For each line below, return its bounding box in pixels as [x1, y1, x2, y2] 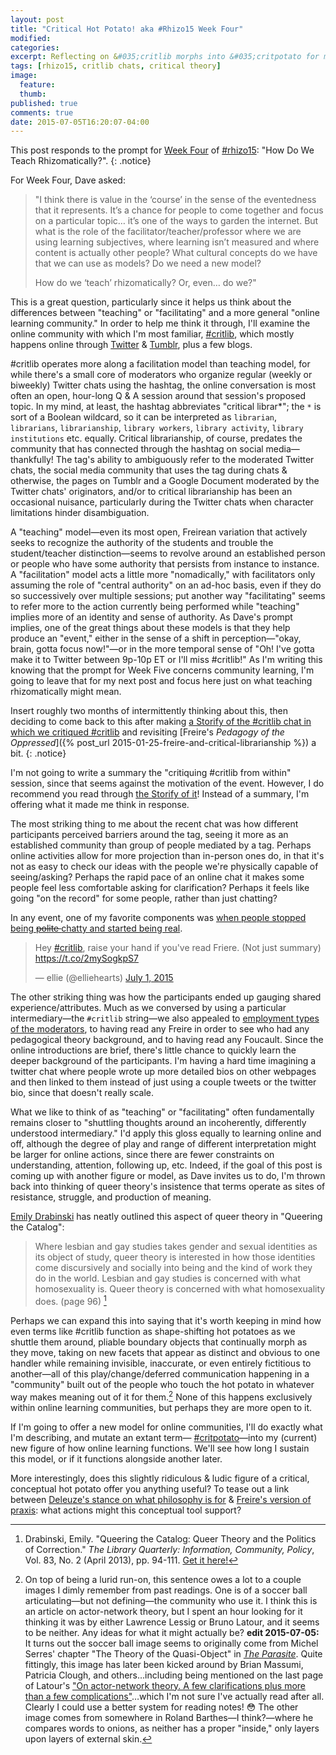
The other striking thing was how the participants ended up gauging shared [10, 991, 322, 1003]
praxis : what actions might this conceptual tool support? [10, 1504, 242, 1516]
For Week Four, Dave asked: [10, 174, 126, 186]
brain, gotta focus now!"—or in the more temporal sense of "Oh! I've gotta [10, 643, 315, 655]
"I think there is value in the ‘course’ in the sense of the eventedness [34, 194, 317, 206]
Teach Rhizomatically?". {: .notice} [10, 155, 152, 167]
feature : [19, 80, 56, 90]
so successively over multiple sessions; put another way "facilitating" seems [10, 590, 326, 602]
